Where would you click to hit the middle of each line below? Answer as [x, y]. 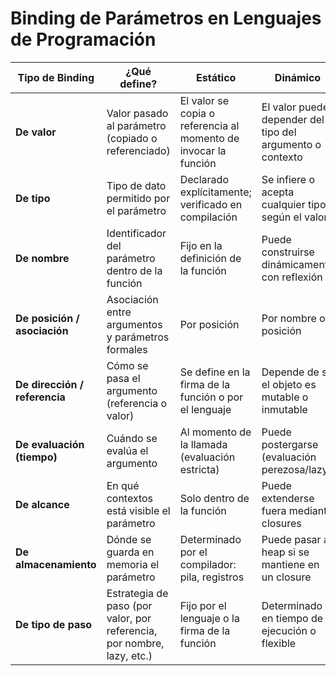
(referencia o [137, 403]
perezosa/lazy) [297, 469]
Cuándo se [132, 438]
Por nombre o [293, 318]
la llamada [203, 444]
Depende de [290, 372]
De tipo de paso [53, 624]
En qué [123, 485]
